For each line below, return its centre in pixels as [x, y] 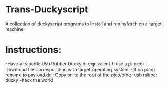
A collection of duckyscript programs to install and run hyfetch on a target [83, 24]
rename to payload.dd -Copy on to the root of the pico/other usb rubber [81, 75]
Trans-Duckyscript [47, 9]
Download [16, 69]
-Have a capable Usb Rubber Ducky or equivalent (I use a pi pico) [75, 64]
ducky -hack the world [29, 80]
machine [15, 29]
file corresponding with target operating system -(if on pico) [91, 69]
